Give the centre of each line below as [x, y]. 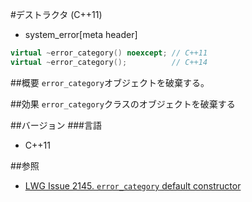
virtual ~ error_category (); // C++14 [109, 62]
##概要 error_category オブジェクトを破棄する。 [110, 82]
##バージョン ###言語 [56, 125]
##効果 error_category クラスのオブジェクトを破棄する [123, 104]
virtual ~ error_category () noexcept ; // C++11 [109, 53]
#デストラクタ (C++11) [56, 14]
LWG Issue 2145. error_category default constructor [133, 185]
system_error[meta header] [81, 34]
